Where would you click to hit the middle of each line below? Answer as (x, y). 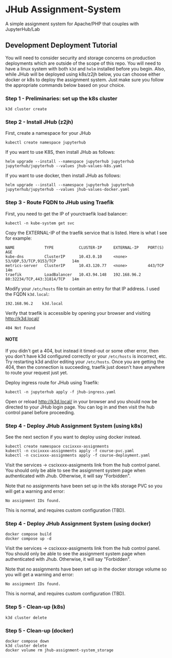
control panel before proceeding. (40, 412)
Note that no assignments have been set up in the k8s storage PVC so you (84, 486)
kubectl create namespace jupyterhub (46, 143)
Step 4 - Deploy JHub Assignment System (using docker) (78, 524)
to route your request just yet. (37, 372)
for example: (19, 238)
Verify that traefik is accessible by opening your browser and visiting (78, 313)
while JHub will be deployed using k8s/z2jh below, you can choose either (83, 74)
